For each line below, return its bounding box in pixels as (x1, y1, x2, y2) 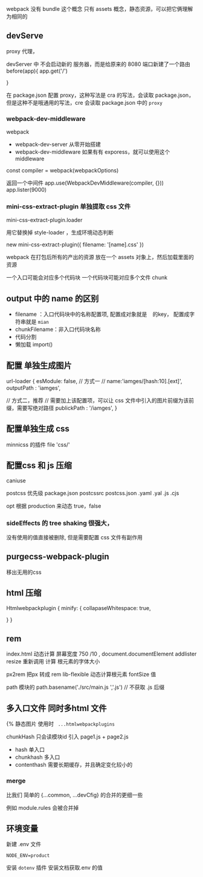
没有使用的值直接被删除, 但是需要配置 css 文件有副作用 (6, 533, 143, 540)
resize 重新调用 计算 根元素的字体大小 (6, 658, 100, 665)
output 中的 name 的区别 (6, 293, 99, 304)
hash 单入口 (14, 746, 45, 754)
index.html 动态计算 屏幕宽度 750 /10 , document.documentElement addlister (6, 650, 197, 658)
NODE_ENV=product (6, 853, 50, 859)
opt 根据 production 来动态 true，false (6, 502, 101, 510)
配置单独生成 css (6, 424, 69, 434)
